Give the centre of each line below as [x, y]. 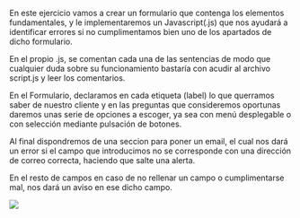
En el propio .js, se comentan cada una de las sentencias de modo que [140, 59]
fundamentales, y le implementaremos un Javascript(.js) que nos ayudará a [149, 22]
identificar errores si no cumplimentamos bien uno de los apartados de [141, 32]
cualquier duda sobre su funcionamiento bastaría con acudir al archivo [140, 68]
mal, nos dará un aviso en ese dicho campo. [91, 187]
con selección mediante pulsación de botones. [96, 124]
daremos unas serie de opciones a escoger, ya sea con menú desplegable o [150, 114]
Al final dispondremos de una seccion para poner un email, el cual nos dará [149, 141]
